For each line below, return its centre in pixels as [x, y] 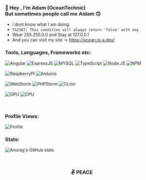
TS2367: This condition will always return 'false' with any [75, 30]
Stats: [12, 139]
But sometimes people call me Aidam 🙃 [53, 14]
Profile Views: [22, 116]
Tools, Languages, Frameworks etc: [48, 53]
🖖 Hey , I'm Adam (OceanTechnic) [46, 8]
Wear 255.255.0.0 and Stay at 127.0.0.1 [50, 35]
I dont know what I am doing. [41, 24]
